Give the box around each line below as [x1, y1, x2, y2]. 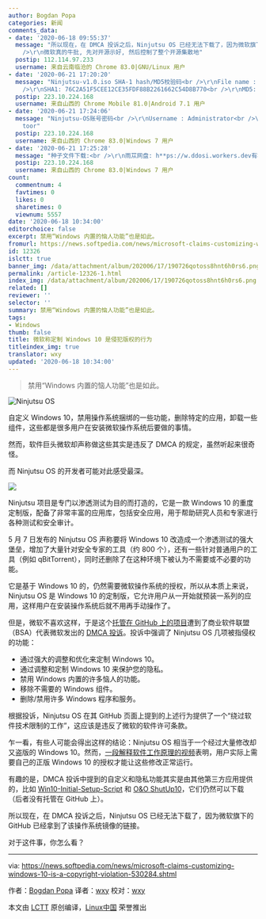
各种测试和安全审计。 [8, 517, 78, 527]
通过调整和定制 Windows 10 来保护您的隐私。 [19, 664, 168, 673]
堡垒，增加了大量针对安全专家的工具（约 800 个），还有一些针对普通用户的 [8, 544, 251, 554]
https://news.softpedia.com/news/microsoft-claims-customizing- [21, 860, 235, 870]
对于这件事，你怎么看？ [8, 837, 85, 847]
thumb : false [8, 328, 51, 337]
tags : [8, 314, 26, 322]
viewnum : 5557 [15, 211, 62, 219]
